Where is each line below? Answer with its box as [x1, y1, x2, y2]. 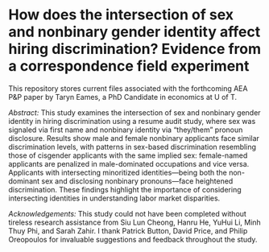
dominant [8, 176, 40, 186]
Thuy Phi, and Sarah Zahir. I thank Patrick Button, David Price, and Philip [8, 225, 248, 235]
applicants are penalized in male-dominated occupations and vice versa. [8, 159, 250, 168]
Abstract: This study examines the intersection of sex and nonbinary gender [8, 107, 261, 118]
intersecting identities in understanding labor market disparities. [8, 193, 221, 203]
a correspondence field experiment [8, 57, 250, 76]
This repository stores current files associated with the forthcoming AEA [8, 83, 248, 93]
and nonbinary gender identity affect [8, 23, 261, 41]
